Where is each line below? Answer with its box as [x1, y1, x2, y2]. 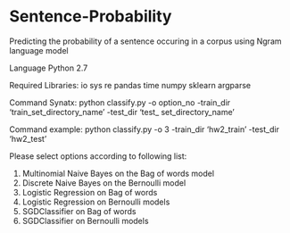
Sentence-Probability [9, 6, 172, 27]
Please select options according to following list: [9, 150, 187, 162]
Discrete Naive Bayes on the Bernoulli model [21, 177, 186, 188]
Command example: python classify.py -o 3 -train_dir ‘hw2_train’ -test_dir [9, 123, 279, 135]
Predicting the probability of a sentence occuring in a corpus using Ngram [9, 36, 283, 46]
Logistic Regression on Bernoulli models [21, 196, 170, 207]
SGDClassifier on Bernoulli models [21, 215, 149, 226]
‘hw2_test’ [9, 133, 47, 144]
